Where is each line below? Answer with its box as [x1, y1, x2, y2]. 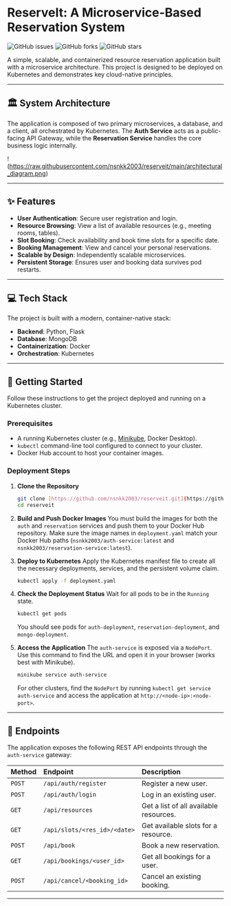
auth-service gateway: [7, 750, 72, 759]
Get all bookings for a [142, 852, 211, 861]
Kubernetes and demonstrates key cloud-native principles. [7, 70, 173, 79]
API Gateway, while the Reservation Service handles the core [26, 134, 201, 142]
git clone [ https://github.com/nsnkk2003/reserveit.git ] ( [16, 495, 187, 502]
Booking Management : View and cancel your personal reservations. [16, 243, 212, 251]
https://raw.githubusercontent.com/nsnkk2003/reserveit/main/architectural [9, 162, 223, 170]
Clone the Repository [16, 482, 79, 490]
